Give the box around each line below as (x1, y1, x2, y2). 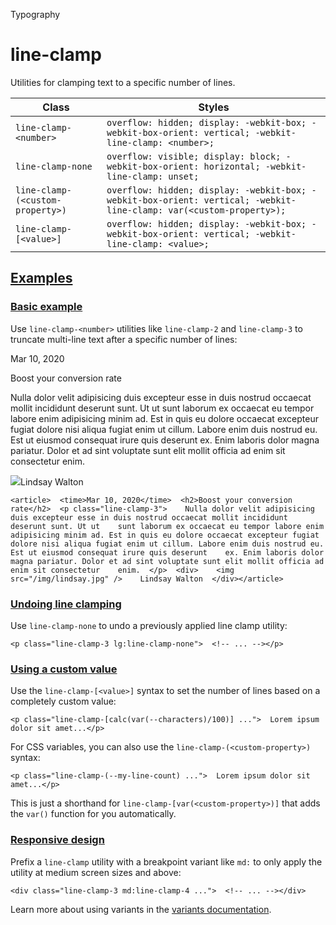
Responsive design (10, 833, 105, 847)
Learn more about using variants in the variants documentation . (10, 903, 272, 915)
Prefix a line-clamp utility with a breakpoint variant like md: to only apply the (10, 855, 323, 868)
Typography (10, 9, 61, 20)
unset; (168, 170, 200, 182)
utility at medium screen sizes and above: (10, 866, 182, 878)
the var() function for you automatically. (10, 808, 177, 820)
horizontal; (203, 160, 261, 172)
